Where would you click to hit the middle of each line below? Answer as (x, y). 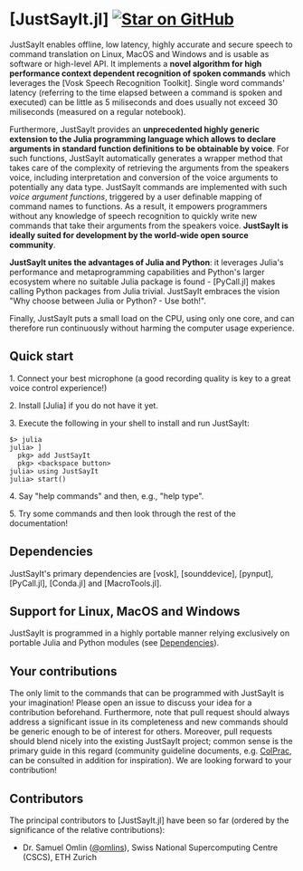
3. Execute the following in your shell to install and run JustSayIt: (130, 423)
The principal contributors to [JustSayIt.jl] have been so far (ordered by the (149, 820)
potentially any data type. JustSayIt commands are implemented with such (148, 187)
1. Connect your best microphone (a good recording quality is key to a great (150, 378)
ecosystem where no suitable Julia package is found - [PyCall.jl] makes (142, 282)
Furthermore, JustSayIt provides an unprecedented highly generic (135, 129)
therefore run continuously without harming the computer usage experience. (152, 328)
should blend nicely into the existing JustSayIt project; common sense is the (151, 742)
